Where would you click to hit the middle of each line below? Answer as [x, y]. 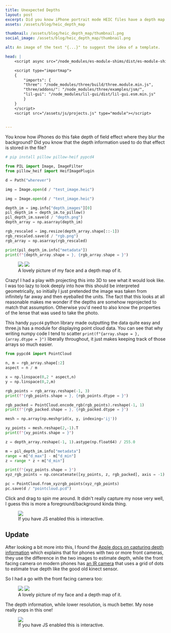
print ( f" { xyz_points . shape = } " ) [41, 470]
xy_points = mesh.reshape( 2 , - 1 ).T [42, 428]
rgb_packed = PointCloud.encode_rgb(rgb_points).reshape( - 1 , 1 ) [75, 405]
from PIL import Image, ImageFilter [44, 166]
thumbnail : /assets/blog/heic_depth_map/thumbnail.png [65, 34]
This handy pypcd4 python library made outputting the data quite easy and [83, 323]
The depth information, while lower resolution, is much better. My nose [79, 604]
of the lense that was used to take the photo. [52, 313]
